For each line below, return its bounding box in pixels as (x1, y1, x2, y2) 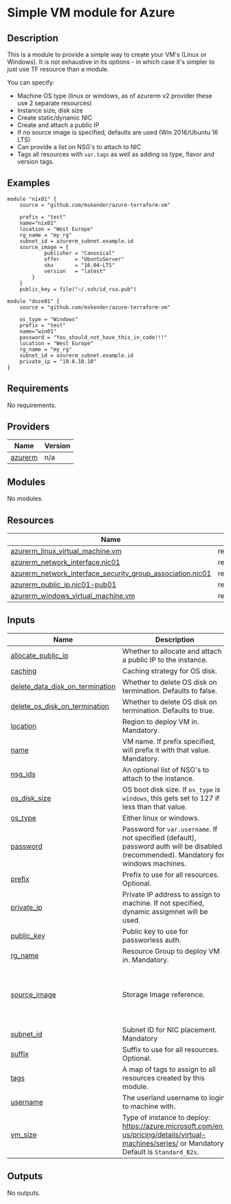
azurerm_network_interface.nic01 (10, 558, 120, 567)
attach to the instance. (122, 774, 195, 783)
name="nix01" (19, 219, 57, 226)
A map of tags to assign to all (122, 1064, 217, 1074)
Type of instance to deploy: (122, 1113, 211, 1122)
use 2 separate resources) (16, 99, 92, 107)
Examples (7, 177, 50, 189)
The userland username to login (122, 1093, 225, 1102)
